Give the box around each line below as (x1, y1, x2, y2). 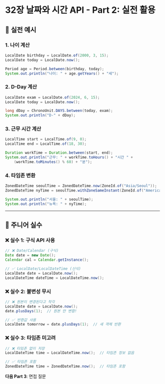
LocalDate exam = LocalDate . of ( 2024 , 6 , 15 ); (5, 95, 100, 100)
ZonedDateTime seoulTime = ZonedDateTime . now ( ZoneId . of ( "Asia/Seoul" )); (5, 184, 157, 189)
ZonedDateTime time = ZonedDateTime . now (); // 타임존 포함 (5, 364, 126, 369)
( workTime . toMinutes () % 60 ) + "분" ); (14, 159, 92, 165)
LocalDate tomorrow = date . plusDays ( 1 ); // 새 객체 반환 (5, 322, 121, 327)
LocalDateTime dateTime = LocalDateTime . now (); (5, 275, 105, 280)
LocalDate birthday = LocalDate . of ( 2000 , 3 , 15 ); (5, 53, 109, 58)
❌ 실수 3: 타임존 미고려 (5, 334, 56, 341)
